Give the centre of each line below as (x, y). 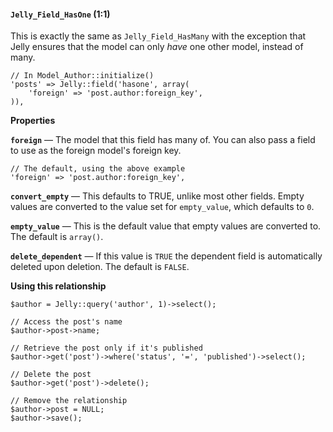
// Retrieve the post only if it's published (106, 348)
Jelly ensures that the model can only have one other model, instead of (157, 47)
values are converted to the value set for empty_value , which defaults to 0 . (162, 207)
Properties (33, 121)
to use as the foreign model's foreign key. (96, 151)
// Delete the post (51, 375)
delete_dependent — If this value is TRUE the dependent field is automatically (166, 256)
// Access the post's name (66, 322)
